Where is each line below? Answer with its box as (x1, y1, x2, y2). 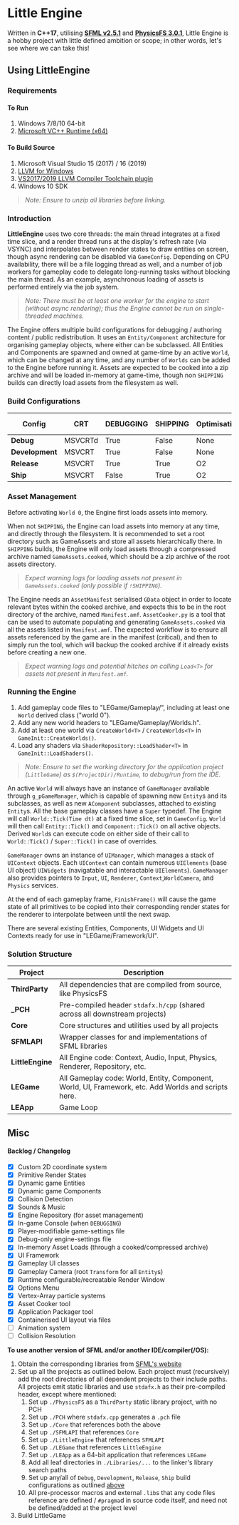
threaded (24, 312, 52, 320)
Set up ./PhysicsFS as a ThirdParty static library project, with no (28, 1397, 218, 1406)
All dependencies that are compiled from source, (59, 980, 222, 990)
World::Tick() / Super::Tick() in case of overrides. (7, 836, 158, 846)
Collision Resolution (17, 1332, 76, 1340)
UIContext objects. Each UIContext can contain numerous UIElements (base (7, 858, 228, 867)
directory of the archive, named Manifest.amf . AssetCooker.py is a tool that (7, 610, 225, 618)
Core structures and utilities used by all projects (59, 1021, 219, 1031)
